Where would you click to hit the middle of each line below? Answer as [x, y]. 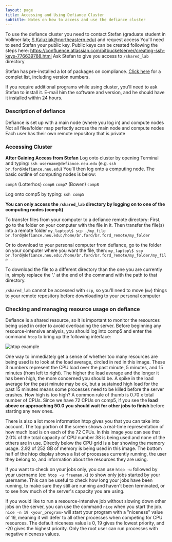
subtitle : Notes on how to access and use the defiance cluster [75, 20]
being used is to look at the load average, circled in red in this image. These [85, 362]
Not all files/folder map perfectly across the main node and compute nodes [85, 128]
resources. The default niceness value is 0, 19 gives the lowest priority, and [85, 523]
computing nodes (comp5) [34, 209]
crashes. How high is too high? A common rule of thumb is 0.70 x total [80, 395]
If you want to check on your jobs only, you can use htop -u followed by [81, 469]
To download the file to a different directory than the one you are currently [84, 269]
